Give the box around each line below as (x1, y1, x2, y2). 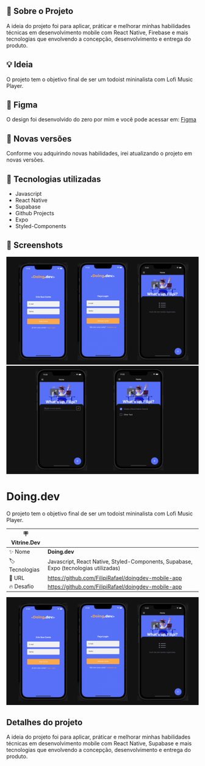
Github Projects (15, 210, 55, 217)
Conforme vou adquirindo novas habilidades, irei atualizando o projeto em (6, 150, 192, 157)
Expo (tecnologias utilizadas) (48, 565, 121, 572)
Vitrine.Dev (11, 539, 41, 546)
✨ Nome (9, 548, 31, 555)
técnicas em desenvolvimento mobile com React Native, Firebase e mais (6, 29, 189, 36)
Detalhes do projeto (6, 717, 83, 728)
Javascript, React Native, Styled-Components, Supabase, (48, 558, 193, 565)
